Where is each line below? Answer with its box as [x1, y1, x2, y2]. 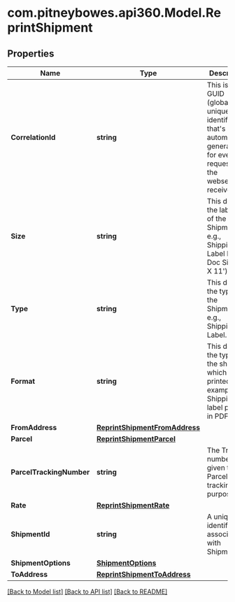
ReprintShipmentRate [97, 501, 170, 510]
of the [206, 214, 227, 223]
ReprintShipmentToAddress [97, 570, 191, 579]
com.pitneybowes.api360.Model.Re [7, 5, 222, 21]
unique [206, 106, 230, 116]
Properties [7, 48, 55, 59]
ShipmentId [10, 529, 50, 539]
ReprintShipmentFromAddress [97, 423, 201, 432]
